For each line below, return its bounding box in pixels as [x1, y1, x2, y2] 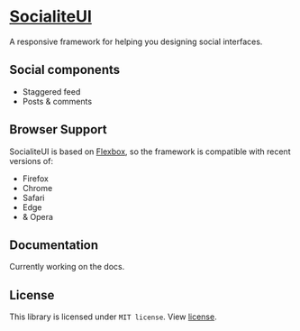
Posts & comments [22, 96, 93, 106]
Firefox [22, 173, 50, 184]
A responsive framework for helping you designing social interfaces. [9, 36, 263, 47]
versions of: [9, 155, 54, 166]
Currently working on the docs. [9, 262, 125, 272]
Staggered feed [22, 86, 81, 97]
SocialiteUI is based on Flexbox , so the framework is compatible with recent [9, 146, 291, 157]
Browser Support [9, 122, 108, 137]
